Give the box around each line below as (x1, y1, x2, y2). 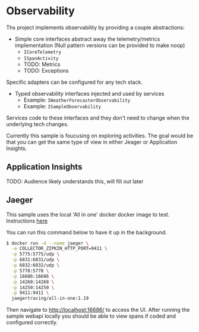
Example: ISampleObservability (23, 102, 102, 109)
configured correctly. (6, 319, 58, 326)
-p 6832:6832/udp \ (11, 262, 60, 268)
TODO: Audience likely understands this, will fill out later (6, 177, 144, 185)
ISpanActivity (23, 55, 59, 61)
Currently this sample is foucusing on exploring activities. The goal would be (6, 132, 194, 139)
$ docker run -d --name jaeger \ (6, 240, 89, 246)
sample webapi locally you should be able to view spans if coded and (6, 312, 176, 320)
